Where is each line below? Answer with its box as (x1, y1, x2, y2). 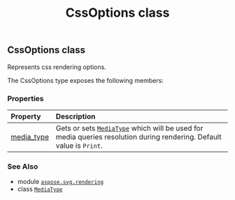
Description (55, 111, 96, 121)
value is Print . (55, 141, 103, 151)
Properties (7, 93, 44, 103)
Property (10, 111, 41, 121)
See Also (7, 162, 38, 171)
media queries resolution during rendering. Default (55, 132, 222, 141)
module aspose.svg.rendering (17, 178, 104, 186)
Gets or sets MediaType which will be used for (55, 123, 204, 133)
